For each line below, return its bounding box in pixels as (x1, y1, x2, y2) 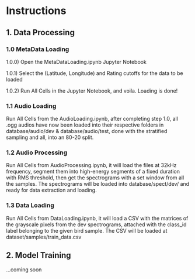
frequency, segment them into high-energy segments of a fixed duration (6, 168, 180, 175)
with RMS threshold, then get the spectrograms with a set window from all (6, 174, 184, 181)
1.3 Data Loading (6, 201, 54, 209)
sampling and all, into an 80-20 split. (6, 134, 94, 141)
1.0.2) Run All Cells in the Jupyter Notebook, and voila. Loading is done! (6, 87, 178, 94)
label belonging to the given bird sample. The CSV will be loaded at (6, 227, 168, 234)
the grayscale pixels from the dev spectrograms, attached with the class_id (6, 221, 187, 228)
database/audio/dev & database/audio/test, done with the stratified (6, 128, 168, 135)
